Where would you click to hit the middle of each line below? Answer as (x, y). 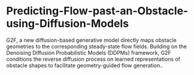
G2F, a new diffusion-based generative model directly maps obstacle (91, 40)
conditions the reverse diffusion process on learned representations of (93, 59)
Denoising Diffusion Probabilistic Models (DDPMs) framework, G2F (89, 52)
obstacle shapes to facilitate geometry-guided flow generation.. (85, 65)
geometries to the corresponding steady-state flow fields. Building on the (97, 46)
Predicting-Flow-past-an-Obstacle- (97, 11)
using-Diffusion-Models (68, 24)
